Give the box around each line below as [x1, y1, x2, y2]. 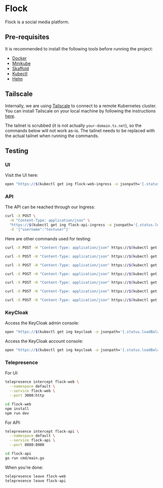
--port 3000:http [9, 393, 45, 398]
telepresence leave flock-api [5, 478, 66, 483]
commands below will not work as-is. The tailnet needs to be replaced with [5, 127, 155, 133]
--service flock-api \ [9, 438, 55, 443]
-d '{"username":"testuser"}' [9, 227, 70, 232]
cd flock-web [5, 402, 32, 407]
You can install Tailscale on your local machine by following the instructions [5, 108, 156, 114]
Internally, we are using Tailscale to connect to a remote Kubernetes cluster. [5, 103, 157, 109]
